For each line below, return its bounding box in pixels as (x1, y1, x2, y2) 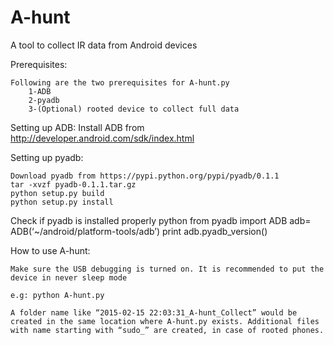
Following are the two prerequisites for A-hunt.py (10, 77, 230, 88)
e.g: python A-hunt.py (10, 290, 105, 300)
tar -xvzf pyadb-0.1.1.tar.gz (10, 179, 137, 190)
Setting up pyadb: (10, 151, 84, 163)
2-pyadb (28, 95, 60, 105)
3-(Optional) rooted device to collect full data (28, 104, 240, 114)
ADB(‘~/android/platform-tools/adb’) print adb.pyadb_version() (10, 225, 268, 237)
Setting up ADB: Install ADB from (10, 121, 145, 133)
